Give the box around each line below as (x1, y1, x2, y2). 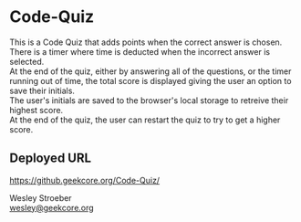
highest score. (9, 104, 64, 115)
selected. (9, 56, 45, 67)
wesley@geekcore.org (9, 202, 94, 213)
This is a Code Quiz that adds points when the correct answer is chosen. (9, 37, 283, 48)
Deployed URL (9, 151, 92, 166)
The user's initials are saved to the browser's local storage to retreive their (9, 94, 289, 106)
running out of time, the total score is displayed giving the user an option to (9, 75, 292, 86)
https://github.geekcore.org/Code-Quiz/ (9, 174, 161, 185)
